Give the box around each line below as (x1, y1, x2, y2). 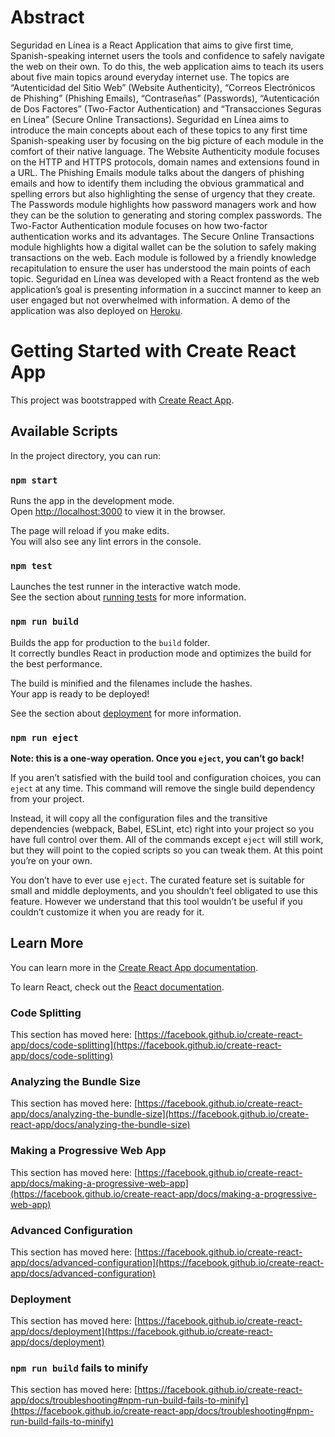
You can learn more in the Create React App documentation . (10, 961, 259, 973)
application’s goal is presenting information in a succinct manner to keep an (10, 283, 322, 295)
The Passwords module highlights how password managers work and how (10, 198, 317, 210)
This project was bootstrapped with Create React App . (10, 394, 235, 406)
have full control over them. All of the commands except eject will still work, (10, 833, 324, 845)
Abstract (10, 6, 85, 29)
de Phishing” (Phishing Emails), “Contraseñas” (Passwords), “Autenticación (10, 92, 320, 104)
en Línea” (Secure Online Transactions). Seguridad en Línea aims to (10, 113, 290, 125)
